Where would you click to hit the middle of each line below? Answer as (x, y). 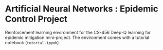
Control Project (36, 19)
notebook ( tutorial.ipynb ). (33, 42)
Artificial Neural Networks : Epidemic (82, 9)
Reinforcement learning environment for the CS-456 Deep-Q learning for (78, 32)
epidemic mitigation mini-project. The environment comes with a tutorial (77, 37)
